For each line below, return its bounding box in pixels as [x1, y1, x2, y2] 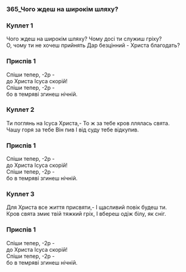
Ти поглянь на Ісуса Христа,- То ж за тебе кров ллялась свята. [6, 119, 170, 127]
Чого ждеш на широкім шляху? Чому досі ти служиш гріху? [6, 35, 162, 43]
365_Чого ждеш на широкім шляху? [6, 5, 119, 13]
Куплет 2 [6, 106, 35, 114]
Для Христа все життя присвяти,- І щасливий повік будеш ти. [6, 204, 167, 211]
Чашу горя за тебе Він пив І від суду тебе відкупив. [6, 126, 139, 133]
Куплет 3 [6, 190, 35, 199]
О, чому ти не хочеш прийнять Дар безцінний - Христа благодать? [6, 42, 181, 49]
